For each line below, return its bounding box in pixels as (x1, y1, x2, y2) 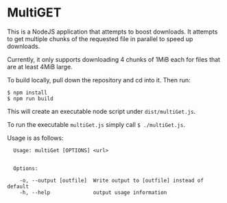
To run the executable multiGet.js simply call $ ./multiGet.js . (7, 120, 185, 128)
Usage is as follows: (7, 134, 64, 142)
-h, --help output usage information (19, 189, 167, 196)
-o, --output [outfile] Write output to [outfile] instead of (19, 177, 204, 184)
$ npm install (7, 89, 48, 96)
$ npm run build (7, 95, 53, 102)
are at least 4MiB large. (7, 62, 73, 71)
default (7, 183, 29, 190)
